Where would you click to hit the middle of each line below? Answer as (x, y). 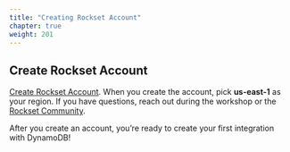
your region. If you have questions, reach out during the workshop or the (143, 101)
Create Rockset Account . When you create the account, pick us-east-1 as (145, 92)
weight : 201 (31, 34)
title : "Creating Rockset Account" (75, 17)
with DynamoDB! (40, 138)
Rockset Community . (48, 111)
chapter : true (36, 26)
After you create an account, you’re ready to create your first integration (142, 128)
